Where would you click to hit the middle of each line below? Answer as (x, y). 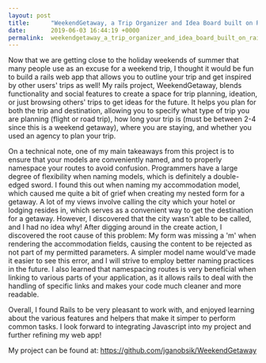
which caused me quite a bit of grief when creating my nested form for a (127, 193)
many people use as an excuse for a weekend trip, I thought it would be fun (131, 69)
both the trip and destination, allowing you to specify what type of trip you (129, 111)
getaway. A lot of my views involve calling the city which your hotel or (122, 202)
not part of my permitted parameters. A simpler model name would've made (132, 252)
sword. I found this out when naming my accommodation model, (135, 185)
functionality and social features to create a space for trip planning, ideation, (133, 94)
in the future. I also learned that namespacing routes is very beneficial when (132, 269)
